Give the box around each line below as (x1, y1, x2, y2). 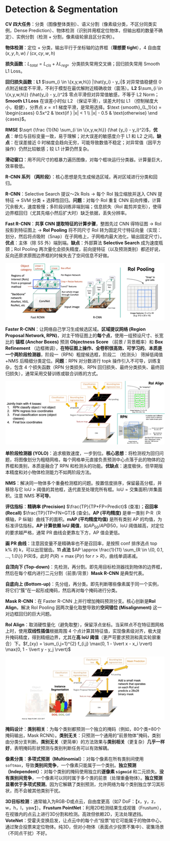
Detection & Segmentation (5, 4, 118, 15)
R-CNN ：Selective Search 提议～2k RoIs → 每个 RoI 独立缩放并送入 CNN (5, 190, 157, 197)
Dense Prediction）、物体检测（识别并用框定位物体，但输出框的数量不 (14, 27, 158, 34)
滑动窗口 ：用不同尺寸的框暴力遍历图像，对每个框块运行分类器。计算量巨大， (5, 156, 165, 163)
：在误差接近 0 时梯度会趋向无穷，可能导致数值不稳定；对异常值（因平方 (10, 139, 161, 145)
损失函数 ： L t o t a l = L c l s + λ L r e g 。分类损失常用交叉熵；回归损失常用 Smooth (5, 60, 160, 68)
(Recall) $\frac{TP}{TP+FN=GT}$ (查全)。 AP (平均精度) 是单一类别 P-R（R (5, 509, 161, 516)
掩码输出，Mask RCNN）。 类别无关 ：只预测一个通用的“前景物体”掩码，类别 (5, 732, 161, 738)
